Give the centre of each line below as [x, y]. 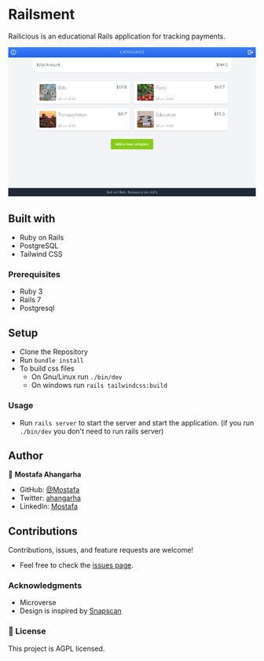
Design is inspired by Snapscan [70, 611]
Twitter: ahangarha [50, 498]
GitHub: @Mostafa [49, 490]
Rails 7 [30, 300]
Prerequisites [34, 275]
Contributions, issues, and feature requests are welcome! [101, 550]
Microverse [38, 603]
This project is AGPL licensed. [57, 648]
